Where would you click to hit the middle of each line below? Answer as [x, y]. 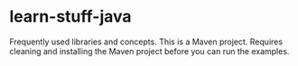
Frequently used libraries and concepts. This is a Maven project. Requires [146, 42]
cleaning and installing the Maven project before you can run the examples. [149, 51]
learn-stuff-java [71, 17]
